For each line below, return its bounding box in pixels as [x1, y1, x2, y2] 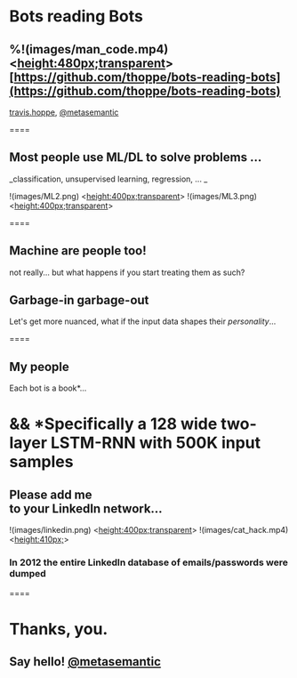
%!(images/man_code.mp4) [9, 42, 169, 57]
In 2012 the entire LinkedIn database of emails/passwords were [9, 556, 289, 569]
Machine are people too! [9, 243, 147, 259]
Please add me [9, 487, 92, 502]
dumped [9, 568, 46, 580]
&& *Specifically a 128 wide [9, 414, 218, 434]
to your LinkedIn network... [9, 501, 163, 516]
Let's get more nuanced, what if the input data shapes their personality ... [9, 316, 277, 327]
